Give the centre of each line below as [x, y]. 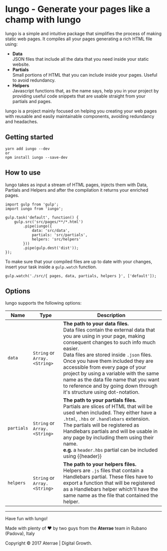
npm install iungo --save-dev [37, 157]
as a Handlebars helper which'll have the [110, 489]
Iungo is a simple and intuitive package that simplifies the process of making [83, 33]
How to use [23, 173]
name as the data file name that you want [111, 380]
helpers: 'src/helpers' [56, 239]
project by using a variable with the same [111, 373]
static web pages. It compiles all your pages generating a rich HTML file [79, 39]
